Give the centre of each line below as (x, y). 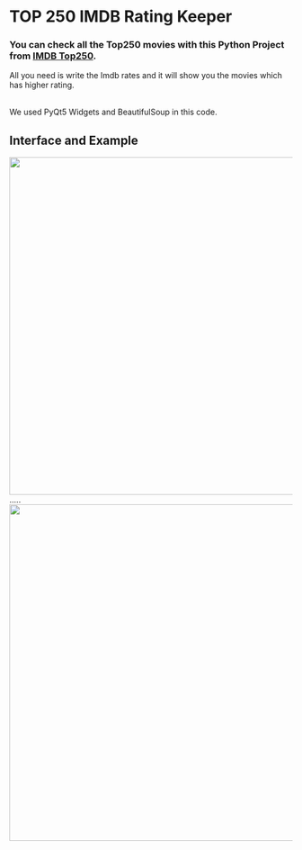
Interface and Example (74, 140)
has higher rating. (42, 85)
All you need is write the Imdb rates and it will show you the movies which (146, 76)
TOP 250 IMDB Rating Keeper (121, 17)
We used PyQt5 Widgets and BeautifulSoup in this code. (113, 112)
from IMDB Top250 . (53, 56)
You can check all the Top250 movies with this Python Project (147, 45)
